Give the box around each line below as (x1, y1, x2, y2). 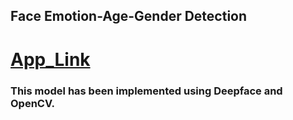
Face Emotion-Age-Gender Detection (10, 8, 248, 25)
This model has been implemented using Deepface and (10, 84, 283, 98)
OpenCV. (10, 96, 56, 110)
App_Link (10, 48, 91, 71)
